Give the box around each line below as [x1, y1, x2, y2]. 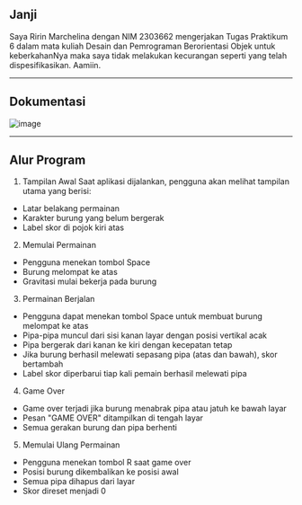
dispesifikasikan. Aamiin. [9, 59, 102, 70]
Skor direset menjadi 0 [22, 485, 106, 497]
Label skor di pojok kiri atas [22, 222, 124, 233]
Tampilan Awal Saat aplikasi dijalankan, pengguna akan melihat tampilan [22, 176, 290, 187]
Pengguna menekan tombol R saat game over [22, 457, 191, 468]
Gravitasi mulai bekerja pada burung [22, 276, 157, 287]
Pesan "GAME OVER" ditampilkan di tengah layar [22, 412, 204, 423]
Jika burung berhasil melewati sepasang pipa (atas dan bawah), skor [22, 350, 279, 360]
